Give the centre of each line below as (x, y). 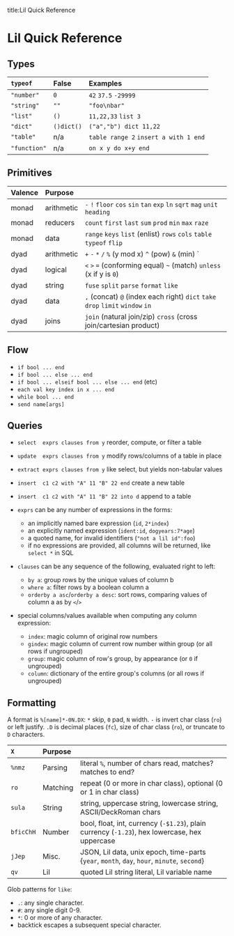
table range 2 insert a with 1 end (147, 138)
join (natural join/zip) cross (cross (141, 316)
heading (97, 212)
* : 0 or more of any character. (60, 918)
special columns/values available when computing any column (107, 616)
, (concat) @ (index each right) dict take (150, 297)
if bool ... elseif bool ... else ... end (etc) (87, 382)
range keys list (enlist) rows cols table (148, 234)
